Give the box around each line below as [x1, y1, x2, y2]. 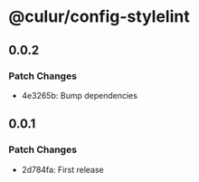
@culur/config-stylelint [8, 6, 191, 27]
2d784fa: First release [21, 164, 105, 175]
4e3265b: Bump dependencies [21, 90, 137, 101]
